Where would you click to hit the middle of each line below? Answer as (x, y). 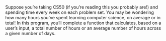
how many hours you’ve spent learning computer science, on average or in (83, 18)
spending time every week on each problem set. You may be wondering (80, 12)
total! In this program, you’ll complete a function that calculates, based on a (83, 23)
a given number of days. (30, 33)
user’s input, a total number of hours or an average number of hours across (83, 28)
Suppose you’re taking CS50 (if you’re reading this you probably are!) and (82, 7)
